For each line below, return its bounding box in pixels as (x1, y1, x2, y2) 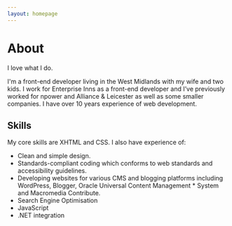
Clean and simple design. (17, 152, 91, 160)
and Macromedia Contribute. (17, 189, 101, 197)
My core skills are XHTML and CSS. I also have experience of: (7, 138, 186, 147)
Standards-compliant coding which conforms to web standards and (17, 159, 213, 168)
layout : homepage (7, 10, 58, 17)
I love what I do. (7, 64, 53, 72)
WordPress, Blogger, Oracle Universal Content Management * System (17, 181, 219, 190)
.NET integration (17, 211, 65, 220)
